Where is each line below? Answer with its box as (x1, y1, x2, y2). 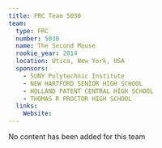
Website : (23, 110, 53, 118)
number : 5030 (15, 34, 60, 43)
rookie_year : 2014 (15, 49, 79, 57)
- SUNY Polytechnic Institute (23, 72, 126, 80)
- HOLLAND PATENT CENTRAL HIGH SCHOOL (23, 87, 154, 95)
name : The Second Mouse (15, 42, 96, 50)
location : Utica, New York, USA (15, 57, 126, 66)
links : (15, 102, 38, 110)
